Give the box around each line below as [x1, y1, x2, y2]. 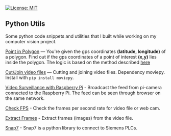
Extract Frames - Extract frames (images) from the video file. [5, 115, 134, 121]
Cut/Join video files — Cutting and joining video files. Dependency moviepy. [5, 69, 165, 75]
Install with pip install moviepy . [5, 74, 74, 80]
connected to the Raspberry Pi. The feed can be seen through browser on [5, 90, 161, 96]
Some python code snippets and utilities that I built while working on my [5, 33, 157, 39]
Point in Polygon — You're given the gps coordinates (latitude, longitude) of [5, 48, 166, 55]
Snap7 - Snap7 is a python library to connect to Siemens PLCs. [5, 125, 138, 131]
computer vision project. [5, 38, 57, 44]
